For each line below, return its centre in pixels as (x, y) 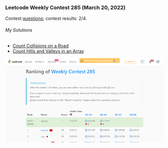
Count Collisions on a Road (40, 46)
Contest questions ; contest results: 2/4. (46, 19)
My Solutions (19, 30)
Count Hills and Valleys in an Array (48, 51)
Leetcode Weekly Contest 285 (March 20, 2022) (65, 8)
